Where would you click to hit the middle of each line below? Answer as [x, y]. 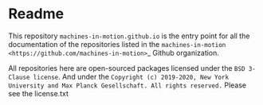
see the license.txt [39, 93]
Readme [36, 14]
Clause [19, 77]
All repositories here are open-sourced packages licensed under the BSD [127, 68]
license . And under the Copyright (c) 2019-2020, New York [131, 76]
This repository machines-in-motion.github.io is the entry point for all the [129, 36]
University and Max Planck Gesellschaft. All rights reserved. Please [128, 85]
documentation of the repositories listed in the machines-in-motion [117, 44]
